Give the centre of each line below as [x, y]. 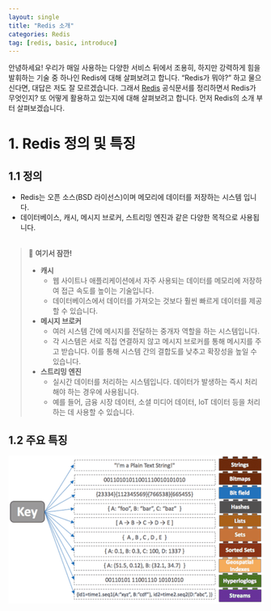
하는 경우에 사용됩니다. [103, 392]
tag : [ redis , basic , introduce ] [63, 43]
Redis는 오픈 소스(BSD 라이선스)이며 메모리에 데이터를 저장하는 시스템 [131, 197]
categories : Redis [39, 34]
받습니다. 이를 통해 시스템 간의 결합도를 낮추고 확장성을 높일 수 [159, 351]
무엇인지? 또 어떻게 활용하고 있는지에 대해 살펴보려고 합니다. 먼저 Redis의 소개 [131, 98]
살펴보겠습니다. [41, 108]
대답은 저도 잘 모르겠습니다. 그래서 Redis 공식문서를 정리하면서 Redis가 [144, 88]
